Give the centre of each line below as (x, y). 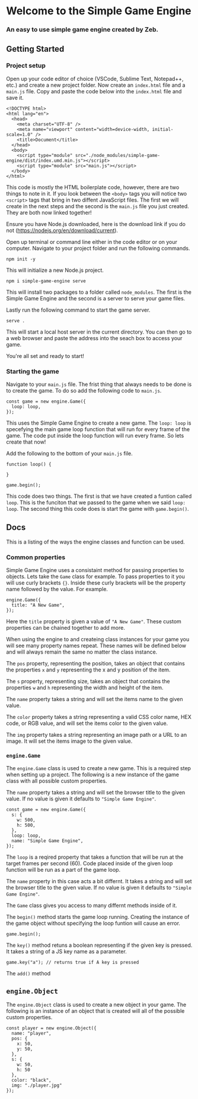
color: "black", (31, 1081)
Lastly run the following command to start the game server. (78, 310)
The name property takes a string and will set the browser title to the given (96, 792)
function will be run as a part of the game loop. (63, 869)
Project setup (26, 65)
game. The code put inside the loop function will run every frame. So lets (95, 436)
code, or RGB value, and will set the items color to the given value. (87, 723)
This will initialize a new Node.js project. (55, 270)
